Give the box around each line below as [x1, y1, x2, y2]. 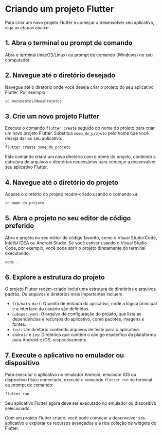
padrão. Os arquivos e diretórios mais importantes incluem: [5, 291, 124, 297]
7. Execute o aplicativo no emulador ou [5, 351, 124, 359]
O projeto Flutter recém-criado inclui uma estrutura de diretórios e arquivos [5, 286, 156, 292]
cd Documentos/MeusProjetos [5, 99, 62, 103]
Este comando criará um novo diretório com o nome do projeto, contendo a [5, 154, 156, 159]
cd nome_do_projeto [5, 200, 45, 205]
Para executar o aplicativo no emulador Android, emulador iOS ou [5, 372, 137, 377]
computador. [5, 57, 31, 63]
